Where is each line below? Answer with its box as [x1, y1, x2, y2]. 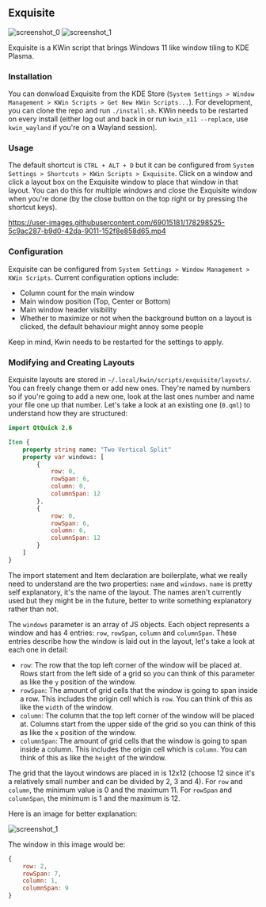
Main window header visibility [19, 304, 117, 314]
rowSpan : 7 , [22, 870, 62, 878]
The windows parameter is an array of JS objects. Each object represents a [8, 619, 249, 629]
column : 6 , [50, 526, 87, 534]
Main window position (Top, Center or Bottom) [19, 297, 171, 306]
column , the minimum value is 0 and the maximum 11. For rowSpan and [8, 785, 232, 794]
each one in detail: [8, 645, 69, 654]
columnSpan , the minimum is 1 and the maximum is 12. [8, 793, 180, 803]
